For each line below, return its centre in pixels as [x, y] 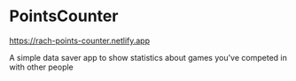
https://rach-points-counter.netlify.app [80, 40]
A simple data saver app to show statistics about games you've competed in [148, 57]
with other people [41, 67]
